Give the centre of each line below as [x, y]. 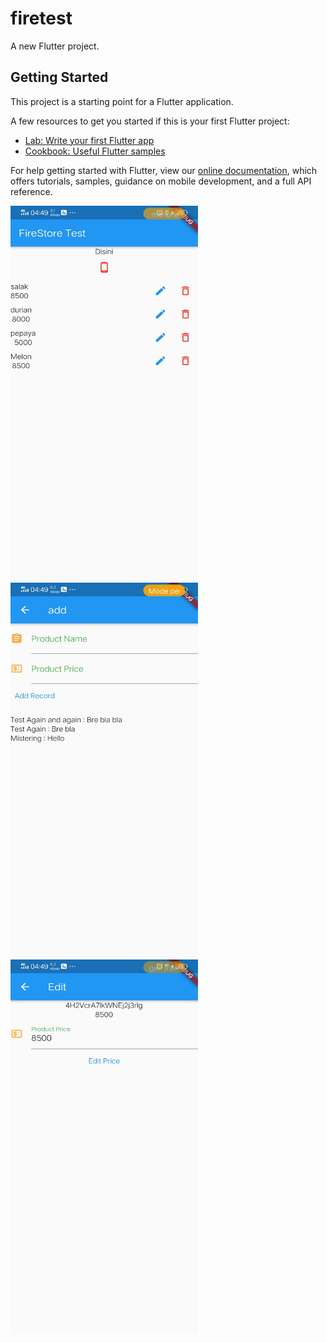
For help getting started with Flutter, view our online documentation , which [164, 170]
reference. [31, 191]
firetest [41, 18]
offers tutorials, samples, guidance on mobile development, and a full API [161, 181]
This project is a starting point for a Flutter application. [122, 101]
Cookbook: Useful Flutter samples [95, 151]
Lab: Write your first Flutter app [89, 140]
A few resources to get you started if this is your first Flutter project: [150, 121]
